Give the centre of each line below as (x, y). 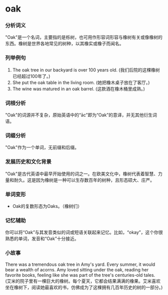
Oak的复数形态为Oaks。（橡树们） (47, 206)
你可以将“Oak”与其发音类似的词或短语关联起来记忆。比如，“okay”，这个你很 (84, 233)
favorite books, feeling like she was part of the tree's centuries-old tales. (80, 275)
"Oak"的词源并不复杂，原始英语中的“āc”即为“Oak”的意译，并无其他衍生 (79, 115)
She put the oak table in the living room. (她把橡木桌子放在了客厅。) (81, 82)
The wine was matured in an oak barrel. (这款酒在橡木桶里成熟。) (79, 89)
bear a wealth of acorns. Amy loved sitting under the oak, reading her (77, 269)
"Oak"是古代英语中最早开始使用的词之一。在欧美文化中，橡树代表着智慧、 (82, 174)
